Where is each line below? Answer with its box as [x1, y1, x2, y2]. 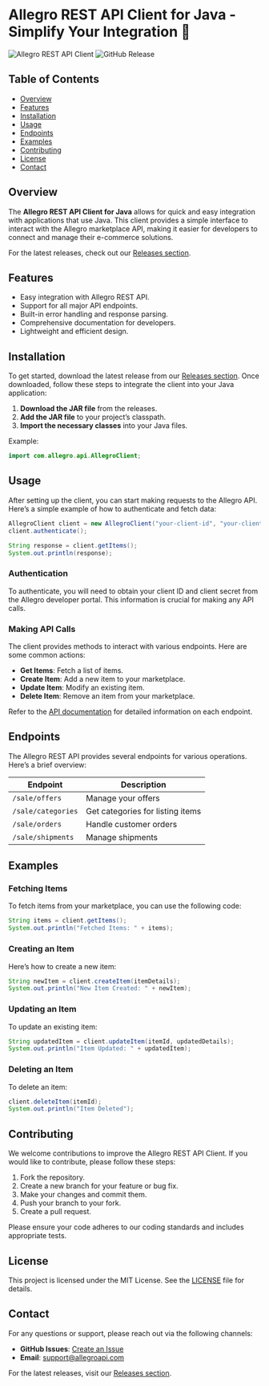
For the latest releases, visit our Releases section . [8, 1368, 172, 1378]
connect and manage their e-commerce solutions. [8, 232, 174, 242]
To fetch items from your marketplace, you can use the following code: [8, 901, 242, 911]
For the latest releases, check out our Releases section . [8, 247, 191, 258]
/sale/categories [12, 806, 78, 816]
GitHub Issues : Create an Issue [19, 1343, 124, 1354]
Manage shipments [85, 831, 159, 842]
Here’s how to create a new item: [8, 961, 117, 971]
